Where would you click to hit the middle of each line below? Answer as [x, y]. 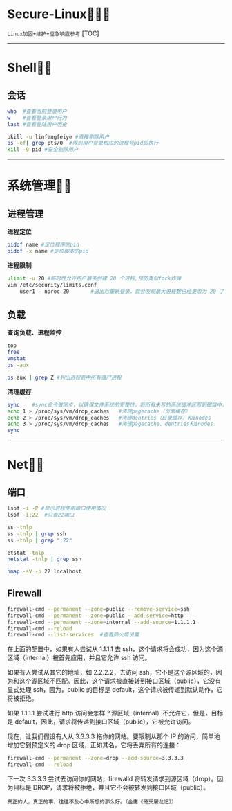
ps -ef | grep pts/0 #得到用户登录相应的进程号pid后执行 [83, 143]
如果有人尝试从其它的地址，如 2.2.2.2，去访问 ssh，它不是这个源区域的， [112, 672]
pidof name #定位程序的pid [43, 245]
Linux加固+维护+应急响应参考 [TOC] [53, 33]
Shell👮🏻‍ [30, 68]
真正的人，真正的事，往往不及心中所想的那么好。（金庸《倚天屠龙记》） [92, 802]
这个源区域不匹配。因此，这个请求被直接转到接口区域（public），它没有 [120, 681]
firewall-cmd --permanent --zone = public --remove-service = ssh [98, 609]
